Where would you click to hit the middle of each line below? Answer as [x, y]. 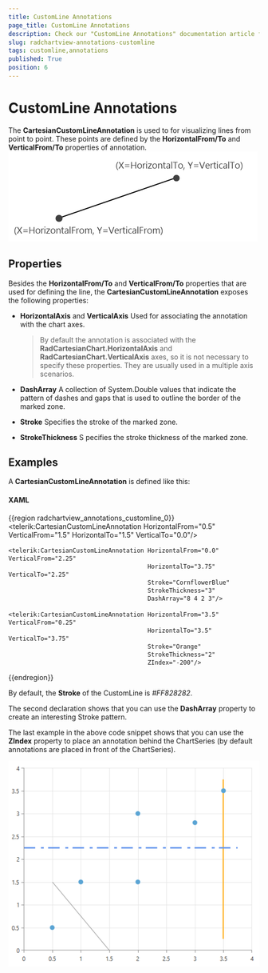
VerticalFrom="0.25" [43, 623]
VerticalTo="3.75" [39, 639]
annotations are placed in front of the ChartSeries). [92, 749]
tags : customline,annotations [59, 51]
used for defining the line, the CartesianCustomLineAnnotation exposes [128, 291]
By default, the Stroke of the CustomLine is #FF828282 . [100, 693]
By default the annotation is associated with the [118, 339]
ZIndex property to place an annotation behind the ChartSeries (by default [130, 741]
